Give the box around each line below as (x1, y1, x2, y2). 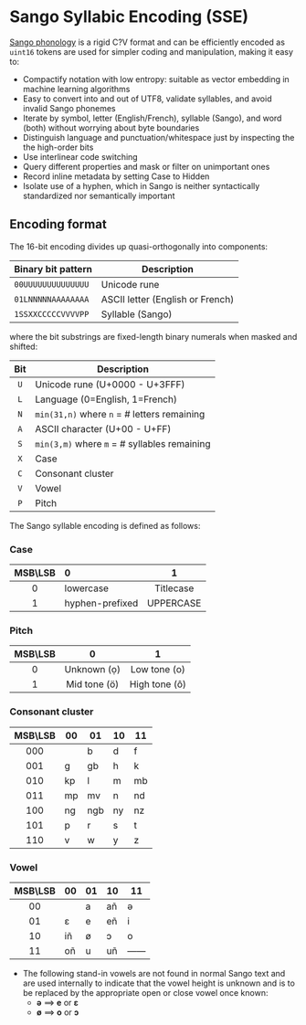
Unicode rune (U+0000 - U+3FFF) (35, 377, 185, 390)
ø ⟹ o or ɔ (36, 1007, 79, 1018)
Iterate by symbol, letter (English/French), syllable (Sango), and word (22, 112, 282, 123)
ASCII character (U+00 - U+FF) (35, 422, 172, 435)
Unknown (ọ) (64, 663, 121, 676)
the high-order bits (22, 142, 94, 153)
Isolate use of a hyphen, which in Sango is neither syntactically (22, 180, 260, 191)
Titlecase (154, 582, 195, 595)
